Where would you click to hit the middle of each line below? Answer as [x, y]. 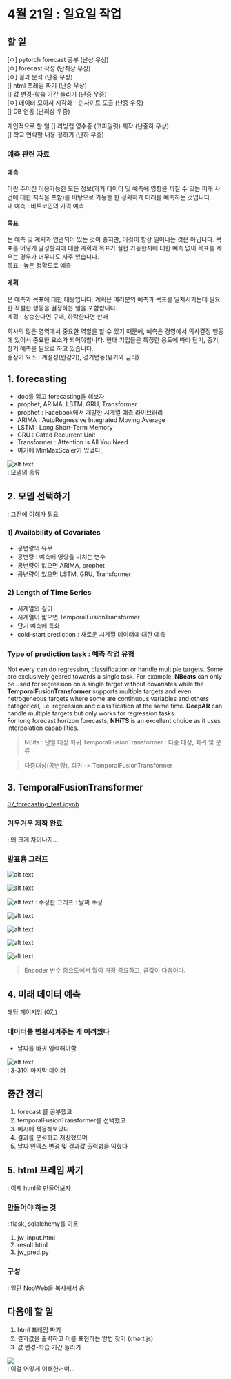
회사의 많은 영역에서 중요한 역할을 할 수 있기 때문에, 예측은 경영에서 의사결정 [109, 331]
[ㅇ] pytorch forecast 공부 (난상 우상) [58, 60]
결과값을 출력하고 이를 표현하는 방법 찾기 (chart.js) [85, 1338]
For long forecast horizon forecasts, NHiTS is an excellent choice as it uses [114, 721]
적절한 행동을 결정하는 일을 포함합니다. [66, 308]
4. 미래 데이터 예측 [44, 994]
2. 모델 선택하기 [39, 496]
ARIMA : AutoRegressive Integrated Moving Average [91, 420]
